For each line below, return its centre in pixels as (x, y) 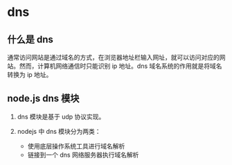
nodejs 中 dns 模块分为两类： (59, 131)
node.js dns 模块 (43, 99)
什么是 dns (30, 39)
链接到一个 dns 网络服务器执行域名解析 (83, 155)
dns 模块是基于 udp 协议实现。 (61, 116)
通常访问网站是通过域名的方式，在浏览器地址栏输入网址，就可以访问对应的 (113, 57)
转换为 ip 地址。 (30, 75)
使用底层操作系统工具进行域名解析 (76, 146)
